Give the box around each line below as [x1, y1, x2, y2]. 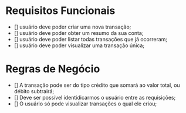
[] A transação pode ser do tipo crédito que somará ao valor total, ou [13, 82, 180, 89]
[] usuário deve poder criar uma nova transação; [13, 23, 131, 30]
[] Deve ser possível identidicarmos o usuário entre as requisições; [13, 94, 176, 101]
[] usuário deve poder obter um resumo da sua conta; [13, 29, 144, 36]
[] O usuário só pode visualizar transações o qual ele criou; [13, 100, 157, 107]
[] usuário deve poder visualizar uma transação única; [13, 42, 145, 49]
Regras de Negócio [5, 62, 100, 76]
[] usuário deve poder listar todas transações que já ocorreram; [13, 36, 168, 43]
